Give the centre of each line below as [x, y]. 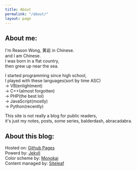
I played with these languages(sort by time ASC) [53, 81]
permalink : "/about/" [27, 14]
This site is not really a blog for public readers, [51, 116]
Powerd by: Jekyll [23, 153]
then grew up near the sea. [32, 66]
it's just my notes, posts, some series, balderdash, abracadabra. [69, 121]
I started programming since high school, [46, 76]
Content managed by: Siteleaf [34, 163]
